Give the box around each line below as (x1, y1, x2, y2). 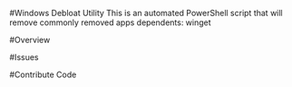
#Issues (9, 52, 39, 62)
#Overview (9, 35, 51, 45)
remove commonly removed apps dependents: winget (9, 17, 211, 28)
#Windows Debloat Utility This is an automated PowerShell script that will (9, 8, 283, 18)
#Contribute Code (9, 69, 77, 80)
